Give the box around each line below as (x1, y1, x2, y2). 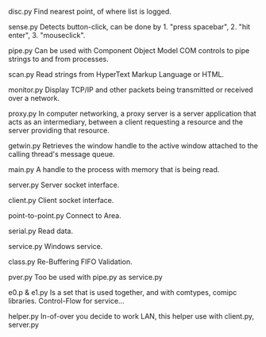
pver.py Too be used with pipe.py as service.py (8, 273, 163, 281)
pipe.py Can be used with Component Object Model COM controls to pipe (8, 46, 250, 55)
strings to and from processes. (8, 55, 109, 63)
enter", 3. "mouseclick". (8, 31, 86, 40)
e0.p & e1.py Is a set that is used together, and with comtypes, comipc (8, 288, 237, 297)
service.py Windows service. (8, 242, 103, 251)
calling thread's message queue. (8, 150, 115, 159)
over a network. (8, 94, 60, 102)
